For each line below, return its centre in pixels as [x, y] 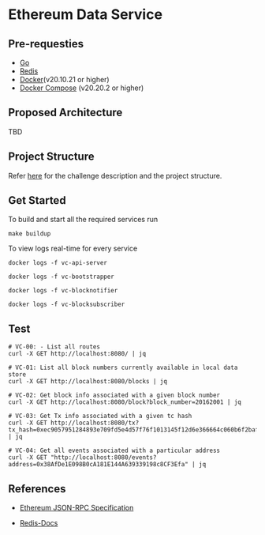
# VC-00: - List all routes [54, 347]
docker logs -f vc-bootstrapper [61, 277]
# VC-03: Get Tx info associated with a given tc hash [100, 416]
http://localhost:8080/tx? [95, 423]
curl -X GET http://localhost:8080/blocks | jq [88, 382]
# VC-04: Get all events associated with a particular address [114, 451]
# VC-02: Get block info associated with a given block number [114, 396]
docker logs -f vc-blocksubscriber [67, 305]
